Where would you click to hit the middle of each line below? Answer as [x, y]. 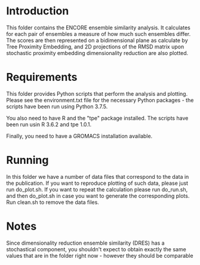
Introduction [38, 11]
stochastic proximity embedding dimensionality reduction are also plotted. [97, 53]
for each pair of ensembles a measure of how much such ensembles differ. [99, 33]
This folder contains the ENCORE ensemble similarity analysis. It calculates [99, 28]
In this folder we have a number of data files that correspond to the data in [98, 176]
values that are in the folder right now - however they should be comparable [100, 255]
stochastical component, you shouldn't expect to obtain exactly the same [96, 249]
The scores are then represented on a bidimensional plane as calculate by [97, 40]
